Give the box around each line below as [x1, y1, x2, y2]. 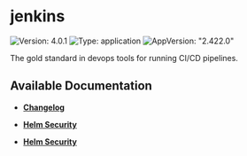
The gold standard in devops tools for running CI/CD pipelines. [10, 52, 238, 63]
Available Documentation [10, 78, 153, 94]
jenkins [10, 6, 66, 27]
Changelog [22, 102, 66, 113]
